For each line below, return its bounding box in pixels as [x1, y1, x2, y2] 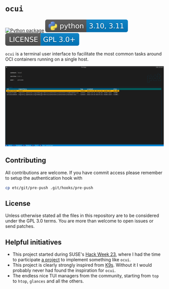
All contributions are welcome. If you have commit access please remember [5, 169, 162, 176]
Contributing [5, 156, 46, 165]
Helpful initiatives [5, 238, 62, 247]
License [5, 199, 31, 208]
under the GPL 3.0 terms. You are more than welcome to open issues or [5, 218, 154, 224]
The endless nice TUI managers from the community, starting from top [12, 273, 159, 279]
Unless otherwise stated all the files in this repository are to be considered [5, 212, 159, 219]
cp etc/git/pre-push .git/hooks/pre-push [5, 185, 94, 190]
